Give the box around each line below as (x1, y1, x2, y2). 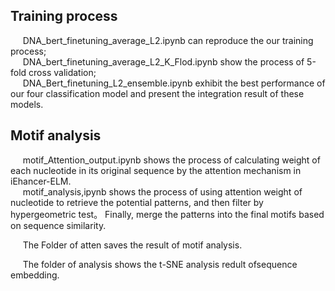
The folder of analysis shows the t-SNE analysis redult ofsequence (22, 258, 298, 270)
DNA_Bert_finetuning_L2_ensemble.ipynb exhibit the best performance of (22, 77, 326, 89)
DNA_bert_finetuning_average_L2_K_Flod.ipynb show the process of (22, 55, 305, 68)
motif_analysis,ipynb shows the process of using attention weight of (22, 185, 303, 198)
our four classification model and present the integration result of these (10, 87, 305, 99)
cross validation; (28, 66, 97, 78)
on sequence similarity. (10, 219, 107, 231)
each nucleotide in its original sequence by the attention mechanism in (10, 164, 302, 176)
